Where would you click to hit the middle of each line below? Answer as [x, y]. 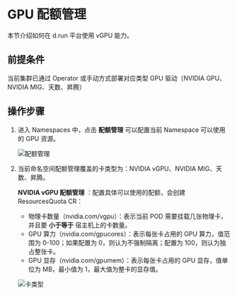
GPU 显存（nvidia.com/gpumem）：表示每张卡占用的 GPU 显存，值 [125, 260]
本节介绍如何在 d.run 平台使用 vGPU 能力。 [70, 35]
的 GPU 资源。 [39, 138]
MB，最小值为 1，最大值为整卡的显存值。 [102, 269]
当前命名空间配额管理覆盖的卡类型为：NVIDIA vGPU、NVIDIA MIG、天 [120, 168]
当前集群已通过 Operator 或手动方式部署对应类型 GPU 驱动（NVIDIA [106, 78]
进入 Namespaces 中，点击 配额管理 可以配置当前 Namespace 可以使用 [121, 130]
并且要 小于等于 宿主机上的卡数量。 [80, 225]
